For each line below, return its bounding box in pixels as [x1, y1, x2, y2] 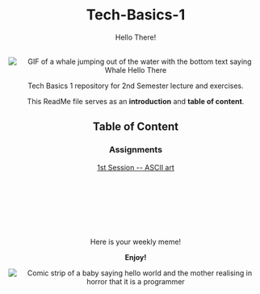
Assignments [108, 144, 163, 155]
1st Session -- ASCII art [96, 162, 175, 172]
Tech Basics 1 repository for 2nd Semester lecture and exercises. [27, 81, 244, 90]
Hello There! [115, 32, 157, 42]
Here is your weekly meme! [90, 237, 182, 246]
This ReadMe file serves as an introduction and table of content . [27, 96, 245, 106]
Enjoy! [124, 252, 147, 262]
